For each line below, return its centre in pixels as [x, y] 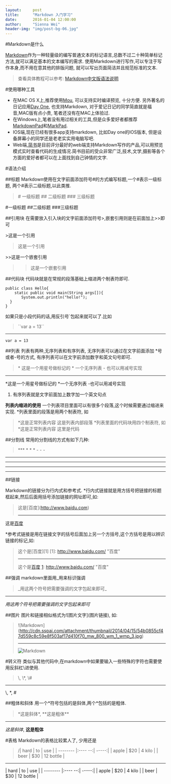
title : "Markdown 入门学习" [39, 15]
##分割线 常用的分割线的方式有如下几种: [47, 440]
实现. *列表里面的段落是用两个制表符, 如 [47, 412]
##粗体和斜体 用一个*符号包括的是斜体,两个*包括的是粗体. [66, 703]
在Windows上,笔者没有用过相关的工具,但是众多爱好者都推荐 [75, 119]
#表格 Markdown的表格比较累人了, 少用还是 [51, 741]
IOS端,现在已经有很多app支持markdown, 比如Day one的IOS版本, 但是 [85, 132]
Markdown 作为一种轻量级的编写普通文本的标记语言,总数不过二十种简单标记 [84, 55]
